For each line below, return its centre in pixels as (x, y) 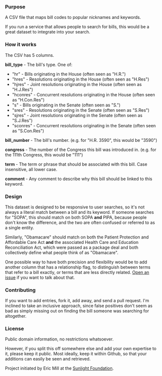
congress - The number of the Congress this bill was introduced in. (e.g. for (81, 150)
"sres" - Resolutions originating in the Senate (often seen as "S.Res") (81, 110)
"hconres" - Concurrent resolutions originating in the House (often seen (83, 94)
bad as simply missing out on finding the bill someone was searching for (77, 311)
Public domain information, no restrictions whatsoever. (59, 339)
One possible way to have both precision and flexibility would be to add (76, 262)
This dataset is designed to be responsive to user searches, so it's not (75, 207)
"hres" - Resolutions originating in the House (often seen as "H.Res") (81, 79)
